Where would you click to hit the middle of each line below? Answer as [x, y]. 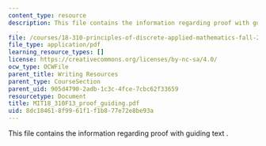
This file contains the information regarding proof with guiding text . [118, 133]
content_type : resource [47, 15]
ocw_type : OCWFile [38, 67]
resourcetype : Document [47, 96]
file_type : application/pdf [55, 45]
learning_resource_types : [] [56, 52]
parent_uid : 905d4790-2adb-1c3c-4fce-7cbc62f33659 [93, 89]
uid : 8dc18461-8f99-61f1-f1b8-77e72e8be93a [81, 111]
